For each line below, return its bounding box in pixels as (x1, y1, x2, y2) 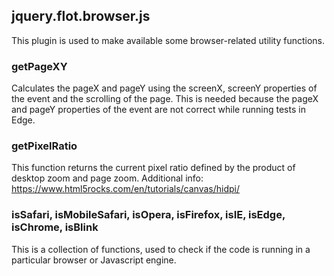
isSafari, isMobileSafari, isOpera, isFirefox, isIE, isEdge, (11, 208, 286, 222)
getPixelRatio (11, 139, 78, 153)
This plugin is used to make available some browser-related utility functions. (11, 34, 326, 46)
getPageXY (11, 59, 68, 73)
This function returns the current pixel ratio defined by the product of (11, 162, 296, 174)
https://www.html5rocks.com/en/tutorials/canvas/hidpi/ (11, 183, 241, 195)
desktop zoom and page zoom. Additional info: (11, 172, 204, 184)
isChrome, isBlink (11, 220, 99, 234)
